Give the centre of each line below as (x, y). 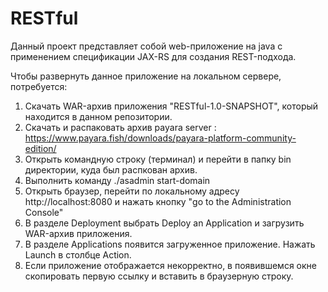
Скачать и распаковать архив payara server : (120, 127)
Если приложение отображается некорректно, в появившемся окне (170, 265)
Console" (44, 212)
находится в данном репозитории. (98, 116)
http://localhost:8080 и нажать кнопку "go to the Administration (158, 201)
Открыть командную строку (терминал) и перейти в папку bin (158, 159)
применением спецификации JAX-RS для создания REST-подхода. (153, 56)
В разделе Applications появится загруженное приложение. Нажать (170, 244)
